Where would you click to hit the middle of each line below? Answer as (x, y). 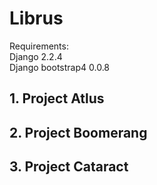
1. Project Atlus (57, 98)
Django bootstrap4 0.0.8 (60, 67)
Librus (36, 18)
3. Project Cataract (69, 167)
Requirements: (39, 46)
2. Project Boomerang (78, 132)
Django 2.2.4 (36, 56)
